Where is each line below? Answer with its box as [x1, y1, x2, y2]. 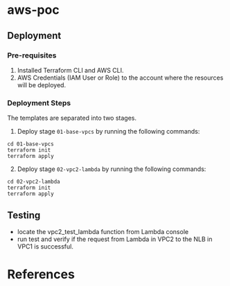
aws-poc [7, 2, 60, 18]
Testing [7, 209, 41, 221]
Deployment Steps [7, 98, 71, 107]
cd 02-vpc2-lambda [7, 179, 60, 186]
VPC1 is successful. [17, 242, 74, 251]
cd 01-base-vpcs [7, 141, 54, 148]
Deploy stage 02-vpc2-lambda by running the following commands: [17, 165, 206, 173]
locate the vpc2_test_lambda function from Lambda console [17, 227, 189, 235]
